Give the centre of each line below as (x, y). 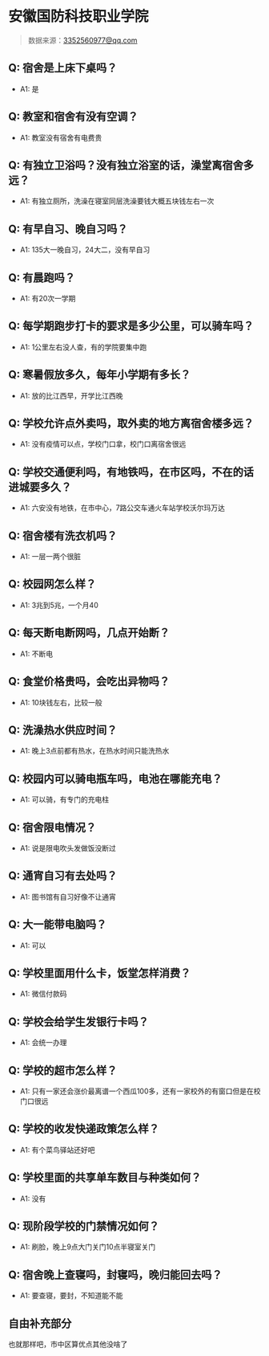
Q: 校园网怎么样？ (52, 584)
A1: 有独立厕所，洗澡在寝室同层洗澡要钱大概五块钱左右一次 (117, 201)
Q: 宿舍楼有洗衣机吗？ (63, 535)
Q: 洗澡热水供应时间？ (63, 730)
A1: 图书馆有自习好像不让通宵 (68, 897)
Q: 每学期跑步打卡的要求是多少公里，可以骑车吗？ (131, 326)
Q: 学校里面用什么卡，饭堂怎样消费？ (100, 973)
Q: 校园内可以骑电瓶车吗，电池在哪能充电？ (115, 779)
